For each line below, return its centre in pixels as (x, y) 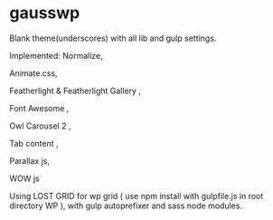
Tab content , (34, 143)
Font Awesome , (39, 108)
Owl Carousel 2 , (40, 126)
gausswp (45, 13)
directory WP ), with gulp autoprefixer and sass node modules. (126, 206)
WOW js (25, 178)
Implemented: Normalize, (56, 55)
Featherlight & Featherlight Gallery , (75, 91)
